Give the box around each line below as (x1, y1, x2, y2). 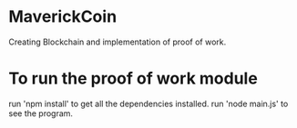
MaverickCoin (8, 6, 118, 27)
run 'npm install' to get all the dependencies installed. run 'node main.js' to (8, 98, 289, 109)
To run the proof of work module (8, 68, 259, 89)
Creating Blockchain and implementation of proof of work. (8, 36, 227, 47)
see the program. (8, 107, 74, 119)
